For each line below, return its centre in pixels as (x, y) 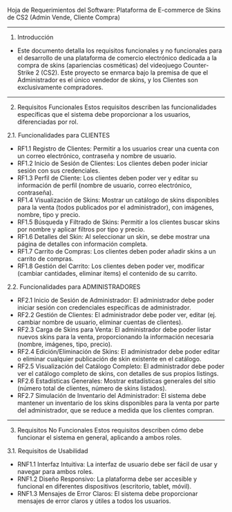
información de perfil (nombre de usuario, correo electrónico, (104, 185)
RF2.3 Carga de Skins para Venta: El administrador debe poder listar (114, 330)
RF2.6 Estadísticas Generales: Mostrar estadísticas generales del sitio (116, 381)
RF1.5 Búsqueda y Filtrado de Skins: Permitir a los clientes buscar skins (118, 222)
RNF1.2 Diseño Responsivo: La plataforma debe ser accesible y (107, 479)
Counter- (196, 65)
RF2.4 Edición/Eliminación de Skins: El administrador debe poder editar (118, 351)
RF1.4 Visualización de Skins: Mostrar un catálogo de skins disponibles (118, 200)
